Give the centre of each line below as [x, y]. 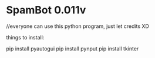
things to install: [25, 37]
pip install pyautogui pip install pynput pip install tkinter [73, 48]
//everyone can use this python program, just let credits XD [78, 26]
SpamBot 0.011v [46, 10]
